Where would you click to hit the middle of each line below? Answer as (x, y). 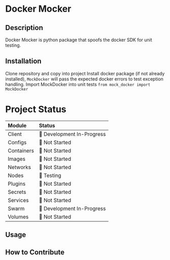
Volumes (18, 217)
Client (15, 134)
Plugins (17, 184)
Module (17, 125)
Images (16, 159)
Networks (20, 167)
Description (24, 28)
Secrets (17, 192)
